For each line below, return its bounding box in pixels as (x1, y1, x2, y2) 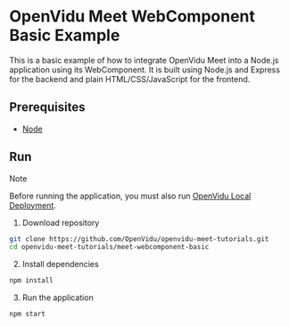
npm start (9, 310, 46, 319)
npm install (9, 276, 54, 285)
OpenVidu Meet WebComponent (9, 6, 256, 27)
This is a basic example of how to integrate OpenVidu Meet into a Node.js (9, 54, 279, 65)
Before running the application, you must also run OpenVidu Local (9, 190, 252, 201)
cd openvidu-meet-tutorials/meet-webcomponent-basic (9, 243, 210, 252)
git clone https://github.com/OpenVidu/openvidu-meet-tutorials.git (9, 234, 269, 243)
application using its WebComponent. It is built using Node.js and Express (9, 64, 281, 75)
